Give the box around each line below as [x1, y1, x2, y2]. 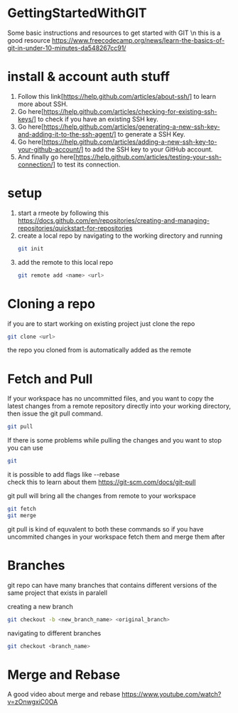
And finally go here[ [17, 152, 76, 161]
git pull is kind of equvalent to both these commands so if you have [7, 524, 204, 533]
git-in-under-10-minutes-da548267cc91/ [7, 43, 126, 52]
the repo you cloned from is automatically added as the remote [7, 346, 192, 354]
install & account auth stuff [7, 69, 171, 85]
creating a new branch [7, 602, 73, 611]
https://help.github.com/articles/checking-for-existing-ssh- [43, 107, 218, 115]
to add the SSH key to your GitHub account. [85, 144, 213, 154]
